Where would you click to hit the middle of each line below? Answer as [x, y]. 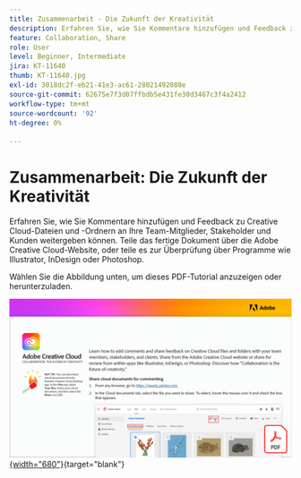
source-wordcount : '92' [54, 113]
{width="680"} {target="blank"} [67, 464]
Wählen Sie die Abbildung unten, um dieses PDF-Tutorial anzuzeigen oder [146, 277]
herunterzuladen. [41, 286]
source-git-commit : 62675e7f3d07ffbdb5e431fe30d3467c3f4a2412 [128, 94]
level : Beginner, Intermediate [68, 57]
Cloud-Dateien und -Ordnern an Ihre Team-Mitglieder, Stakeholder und [140, 231]
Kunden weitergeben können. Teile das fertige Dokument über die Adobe [144, 241]
